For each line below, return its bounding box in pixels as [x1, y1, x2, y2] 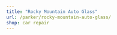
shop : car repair [6, 20, 50, 26]
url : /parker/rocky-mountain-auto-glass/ [6, 14, 112, 20]
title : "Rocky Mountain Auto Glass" [6, 8, 98, 15]
